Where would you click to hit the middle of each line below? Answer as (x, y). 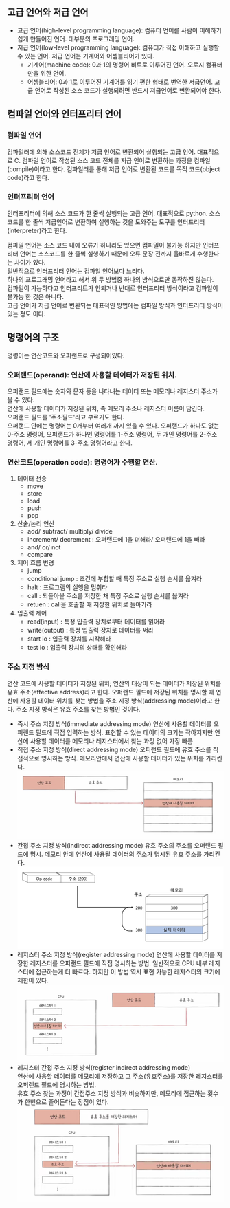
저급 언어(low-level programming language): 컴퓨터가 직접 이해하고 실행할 (118, 47)
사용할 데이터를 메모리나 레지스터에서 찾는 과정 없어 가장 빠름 (112, 740)
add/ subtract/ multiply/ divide (70, 531)
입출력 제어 (32, 613)
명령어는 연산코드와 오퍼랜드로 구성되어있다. (66, 355)
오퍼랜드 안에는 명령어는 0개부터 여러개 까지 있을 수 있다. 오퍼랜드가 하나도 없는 (113, 426)
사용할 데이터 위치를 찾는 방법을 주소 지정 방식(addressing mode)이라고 (116, 701)
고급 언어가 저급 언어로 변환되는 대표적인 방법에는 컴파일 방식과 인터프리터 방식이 (115, 305)
